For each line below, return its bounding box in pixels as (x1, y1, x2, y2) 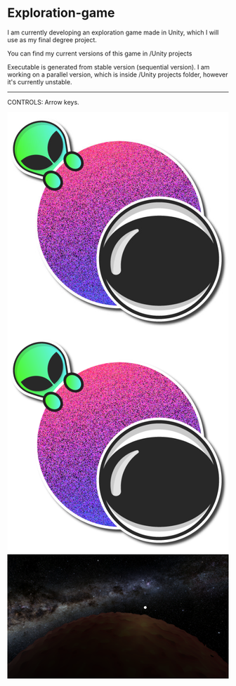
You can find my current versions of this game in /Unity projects (7, 49, 192, 58)
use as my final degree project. (7, 35, 97, 44)
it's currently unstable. (7, 77, 72, 86)
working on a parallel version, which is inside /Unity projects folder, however (7, 70, 228, 79)
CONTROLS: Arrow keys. (7, 98, 79, 106)
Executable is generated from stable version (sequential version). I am (7, 62, 210, 71)
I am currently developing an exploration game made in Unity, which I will (7, 28, 219, 37)
